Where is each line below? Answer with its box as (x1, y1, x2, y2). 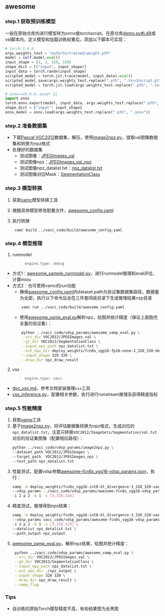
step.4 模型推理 (5, 240, 43, 247)
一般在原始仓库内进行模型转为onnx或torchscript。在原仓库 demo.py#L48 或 (5, 30, 156, 36)
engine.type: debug (24, 261, 65, 266)
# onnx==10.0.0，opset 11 (5, 91, 57, 96)
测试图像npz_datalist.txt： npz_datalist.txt (19, 165, 103, 171)
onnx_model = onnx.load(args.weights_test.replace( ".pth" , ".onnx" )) (5, 110, 151, 115)
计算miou (12, 276, 31, 282)
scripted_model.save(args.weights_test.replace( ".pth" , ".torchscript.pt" (5, 78, 162, 83)
